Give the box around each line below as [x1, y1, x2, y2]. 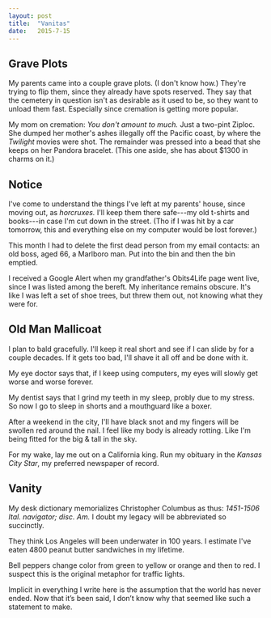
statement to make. [8, 602, 73, 612]
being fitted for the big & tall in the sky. [8, 434, 138, 443]
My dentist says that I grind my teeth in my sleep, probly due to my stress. [8, 392, 255, 402]
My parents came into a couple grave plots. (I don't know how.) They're [8, 78, 247, 88]
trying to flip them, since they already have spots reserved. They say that [8, 87, 252, 97]
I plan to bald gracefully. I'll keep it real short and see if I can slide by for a [8, 344, 255, 353]
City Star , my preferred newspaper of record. [8, 458, 159, 468]
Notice [8, 177, 43, 191]
